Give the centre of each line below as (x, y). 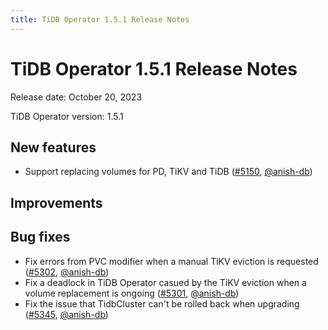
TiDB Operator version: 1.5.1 (67, 116)
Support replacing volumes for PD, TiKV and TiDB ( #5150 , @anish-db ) (168, 172)
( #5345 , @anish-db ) (66, 314)
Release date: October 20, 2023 (76, 97)
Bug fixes (40, 237)
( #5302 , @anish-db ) (67, 272)
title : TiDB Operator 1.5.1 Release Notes (100, 19)
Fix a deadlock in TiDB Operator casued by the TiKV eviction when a (165, 282)
